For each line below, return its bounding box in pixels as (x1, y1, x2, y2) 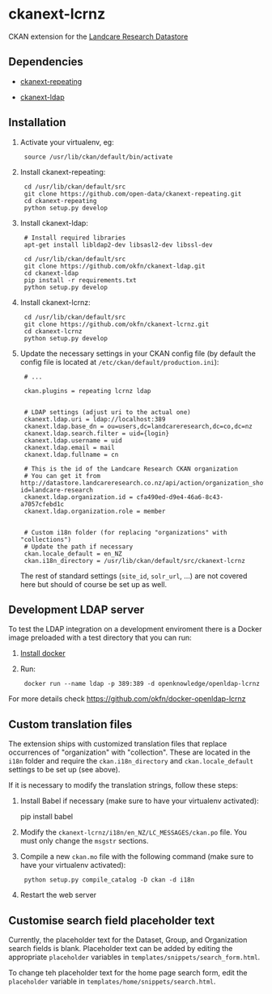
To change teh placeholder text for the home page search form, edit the (8, 968, 248, 977)
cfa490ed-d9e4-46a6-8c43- (136, 493, 224, 501)
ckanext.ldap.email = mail (23, 443, 115, 451)
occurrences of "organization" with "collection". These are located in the (8, 747, 251, 757)
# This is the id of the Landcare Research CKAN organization (23, 464, 239, 473)
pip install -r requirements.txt (23, 276, 137, 284)
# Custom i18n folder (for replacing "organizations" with (23, 528, 227, 536)
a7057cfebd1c (19, 500, 65, 508)
